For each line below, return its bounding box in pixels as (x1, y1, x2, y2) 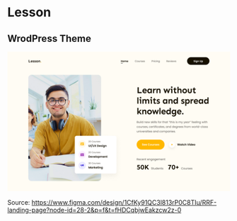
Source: (7, 198, 30, 206)
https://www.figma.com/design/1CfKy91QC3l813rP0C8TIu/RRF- (31, 198, 217, 206)
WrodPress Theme (7, 33, 92, 45)
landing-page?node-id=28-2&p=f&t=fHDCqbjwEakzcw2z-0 (7, 206, 182, 214)
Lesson (7, 4, 52, 21)
